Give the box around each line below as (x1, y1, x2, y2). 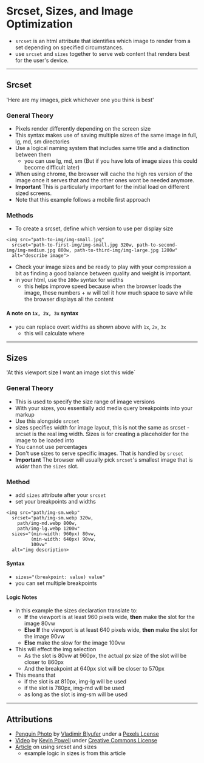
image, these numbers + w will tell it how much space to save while (24, 289, 193, 296)
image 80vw (24, 620, 56, 627)
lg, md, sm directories (15, 138, 70, 145)
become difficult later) (24, 164, 80, 171)
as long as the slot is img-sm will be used (24, 691, 127, 698)
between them (15, 151, 52, 159)
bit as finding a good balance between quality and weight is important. (15, 270, 192, 277)
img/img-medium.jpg (6, 247, 56, 253)
